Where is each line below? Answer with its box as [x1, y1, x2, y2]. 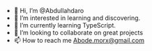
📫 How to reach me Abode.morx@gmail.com [13, 37, 145, 44]
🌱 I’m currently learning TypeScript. [13, 21, 116, 29]
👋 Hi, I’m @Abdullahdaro [13, 7, 84, 14]
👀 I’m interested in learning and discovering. [13, 14, 141, 22]
